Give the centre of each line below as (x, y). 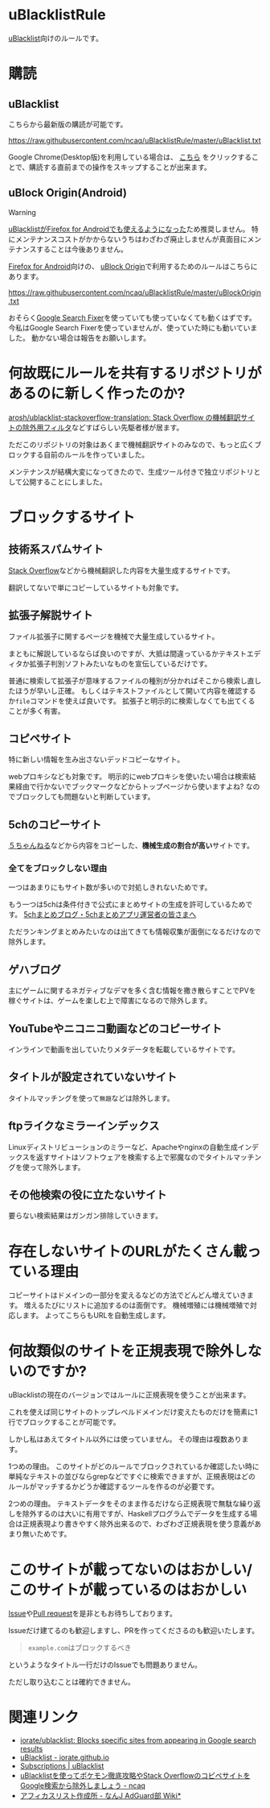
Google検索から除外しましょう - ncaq (83, 1785)
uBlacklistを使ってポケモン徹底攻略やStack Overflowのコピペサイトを (135, 1776)
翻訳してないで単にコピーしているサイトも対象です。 (96, 587)
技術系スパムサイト (56, 549)
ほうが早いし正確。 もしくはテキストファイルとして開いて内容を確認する (135, 690)
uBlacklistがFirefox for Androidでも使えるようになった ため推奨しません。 (129, 229)
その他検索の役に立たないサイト (88, 1195)
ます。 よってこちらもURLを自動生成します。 (96, 1316)
